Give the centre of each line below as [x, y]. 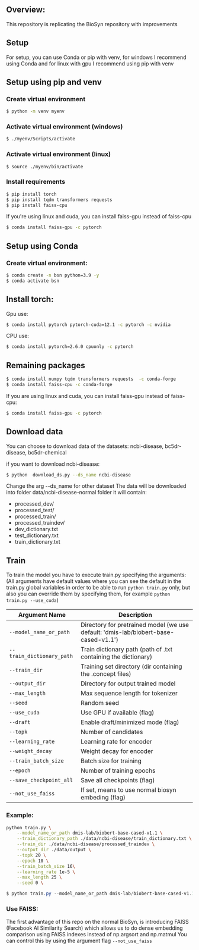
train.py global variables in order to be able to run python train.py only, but [98, 588]
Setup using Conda [42, 246]
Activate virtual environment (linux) [59, 154]
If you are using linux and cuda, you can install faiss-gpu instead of [88, 396]
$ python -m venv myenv [36, 112]
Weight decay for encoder [117, 751]
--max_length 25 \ [39, 877]
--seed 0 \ [30, 883]
